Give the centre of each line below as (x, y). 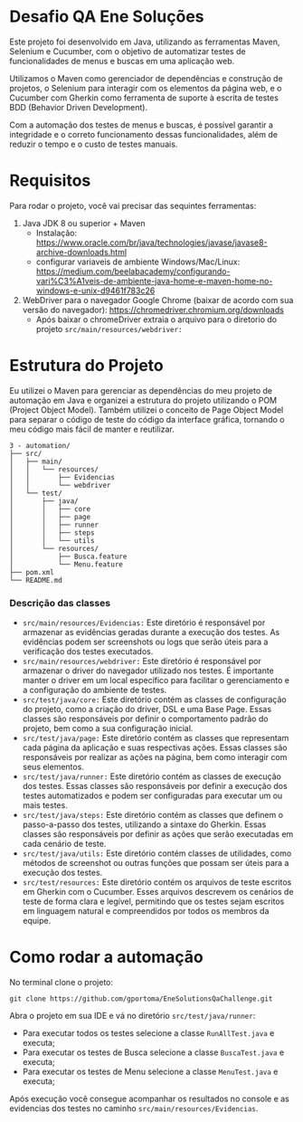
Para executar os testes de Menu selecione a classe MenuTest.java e (150, 1072)
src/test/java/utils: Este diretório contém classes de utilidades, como (157, 853)
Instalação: (57, 233)
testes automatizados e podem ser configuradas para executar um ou (152, 796)
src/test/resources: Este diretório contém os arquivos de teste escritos (157, 882)
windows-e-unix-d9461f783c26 (95, 290)
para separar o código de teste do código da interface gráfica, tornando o (147, 419)
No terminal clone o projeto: (62, 983)
